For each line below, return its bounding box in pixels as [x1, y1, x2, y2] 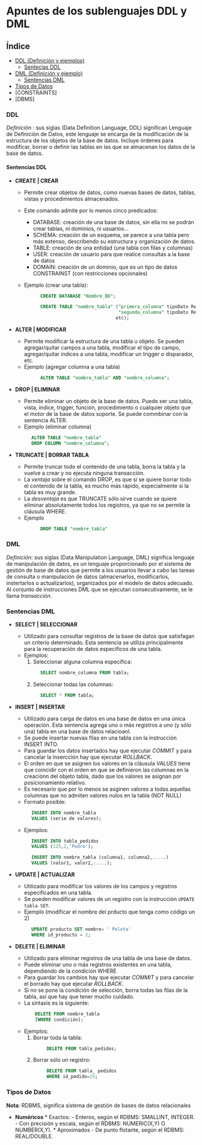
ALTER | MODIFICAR [14, 326, 67, 333]
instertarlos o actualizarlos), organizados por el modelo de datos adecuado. [6, 579, 194, 586]
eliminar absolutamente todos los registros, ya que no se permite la [23, 501, 191, 509]
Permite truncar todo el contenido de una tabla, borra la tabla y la [23, 463, 186, 470]
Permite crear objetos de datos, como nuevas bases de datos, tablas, [23, 189, 196, 196]
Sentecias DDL [23, 63, 61, 71]
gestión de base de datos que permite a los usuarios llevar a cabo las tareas [6, 566, 195, 574]
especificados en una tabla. [23, 889, 93, 896]
